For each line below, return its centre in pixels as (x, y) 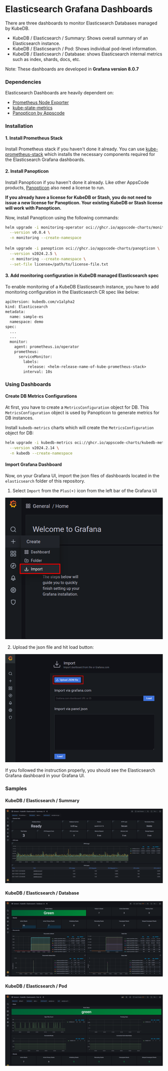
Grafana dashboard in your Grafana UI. (45, 776)
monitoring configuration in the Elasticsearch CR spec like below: (72, 292)
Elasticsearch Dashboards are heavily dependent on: (59, 93)
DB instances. (19, 418)
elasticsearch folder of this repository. (45, 481)
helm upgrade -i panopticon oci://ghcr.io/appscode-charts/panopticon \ (82, 248)
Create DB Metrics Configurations (41, 396)
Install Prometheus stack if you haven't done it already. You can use (75, 149)
